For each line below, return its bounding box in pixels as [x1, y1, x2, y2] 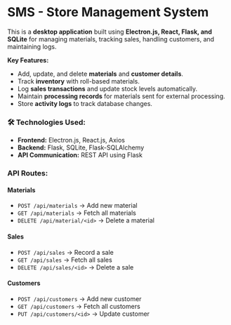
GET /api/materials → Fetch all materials [17, 208, 137, 218]
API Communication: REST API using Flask [17, 151, 143, 159]
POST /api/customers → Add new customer [17, 294, 142, 303]
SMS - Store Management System [7, 4, 209, 20]
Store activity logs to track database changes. [17, 99, 153, 107]
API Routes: [7, 168, 48, 178]
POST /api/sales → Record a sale [17, 248, 114, 256]
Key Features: [7, 55, 49, 64]
